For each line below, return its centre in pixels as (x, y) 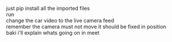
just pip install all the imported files (48, 8)
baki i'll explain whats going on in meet (53, 33)
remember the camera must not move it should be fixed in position (86, 26)
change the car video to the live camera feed (60, 20)
